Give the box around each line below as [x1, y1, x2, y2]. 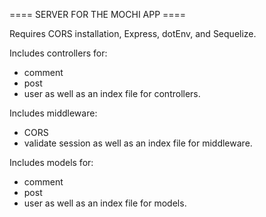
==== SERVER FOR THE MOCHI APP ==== [9, 9, 187, 20]
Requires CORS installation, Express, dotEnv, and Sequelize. [9, 28, 257, 39]
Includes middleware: [9, 107, 98, 119]
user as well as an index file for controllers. [23, 88, 201, 99]
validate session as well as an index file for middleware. [23, 137, 253, 149]
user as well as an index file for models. [23, 197, 187, 209]
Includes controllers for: [9, 47, 108, 59]
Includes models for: [9, 157, 94, 168]
